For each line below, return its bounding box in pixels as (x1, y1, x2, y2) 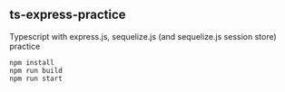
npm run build (9, 66, 64, 75)
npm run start (9, 74, 64, 83)
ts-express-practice (9, 7, 126, 23)
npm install (9, 58, 54, 67)
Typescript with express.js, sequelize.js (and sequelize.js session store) (9, 31, 277, 41)
